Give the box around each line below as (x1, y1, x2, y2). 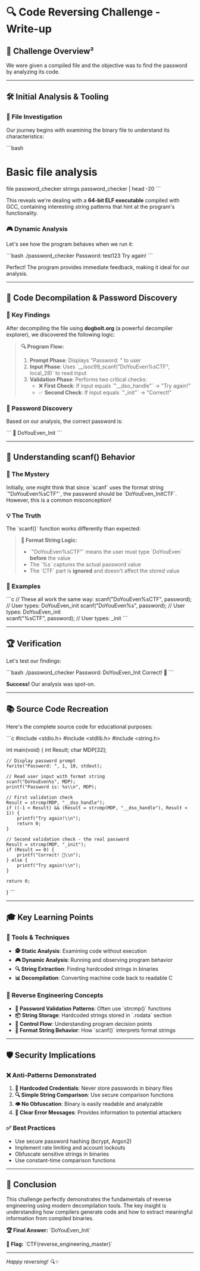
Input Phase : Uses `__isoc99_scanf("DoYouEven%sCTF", (29, 363, 170, 370)
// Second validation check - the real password (6, 836, 129, 842)
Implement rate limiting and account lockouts (14, 1144, 126, 1151)
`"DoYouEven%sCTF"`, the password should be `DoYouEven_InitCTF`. (6, 490, 177, 497)
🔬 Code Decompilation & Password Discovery (6, 293, 177, 303)
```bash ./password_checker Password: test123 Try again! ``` (6, 252, 154, 259)
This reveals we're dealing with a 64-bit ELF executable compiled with (6, 196, 180, 204)
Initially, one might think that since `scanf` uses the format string (6, 483, 164, 491)
